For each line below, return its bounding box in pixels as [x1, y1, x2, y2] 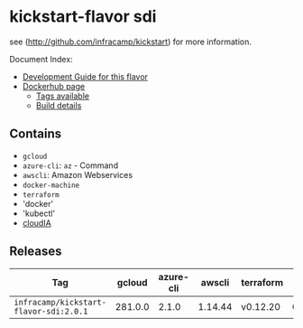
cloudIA [22, 217, 51, 228]
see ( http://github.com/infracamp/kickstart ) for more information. [9, 36, 252, 47]
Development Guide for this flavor [22, 70, 149, 82]
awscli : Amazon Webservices [22, 169, 133, 180]
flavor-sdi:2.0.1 [14, 305, 88, 316]
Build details [35, 99, 82, 110]
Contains [9, 127, 61, 142]
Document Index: [9, 53, 74, 64]
